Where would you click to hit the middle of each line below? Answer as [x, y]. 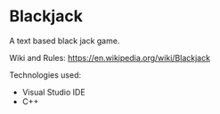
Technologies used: [45, 75]
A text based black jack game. [65, 41]
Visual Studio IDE [54, 92]
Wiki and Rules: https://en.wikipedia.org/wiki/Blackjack [110, 57]
